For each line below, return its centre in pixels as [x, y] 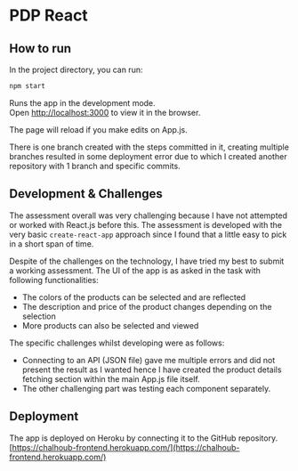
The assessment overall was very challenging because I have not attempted [148, 215]
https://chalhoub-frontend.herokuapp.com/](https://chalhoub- [126, 447]
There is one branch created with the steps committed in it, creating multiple [149, 147]
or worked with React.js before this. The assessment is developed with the [146, 224]
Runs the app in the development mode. [82, 102]
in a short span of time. [52, 244]
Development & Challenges [86, 194]
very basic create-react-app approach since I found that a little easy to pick [148, 234]
